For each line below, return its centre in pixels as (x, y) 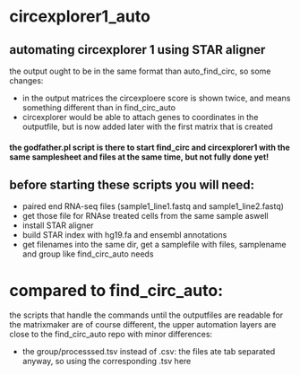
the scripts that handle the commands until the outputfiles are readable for (146, 315)
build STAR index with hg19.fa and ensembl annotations (124, 235)
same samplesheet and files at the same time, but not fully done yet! (139, 157)
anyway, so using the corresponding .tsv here (107, 362)
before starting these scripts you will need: (132, 184)
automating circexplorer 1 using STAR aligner (137, 50)
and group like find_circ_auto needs (88, 254)
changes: (26, 81)
